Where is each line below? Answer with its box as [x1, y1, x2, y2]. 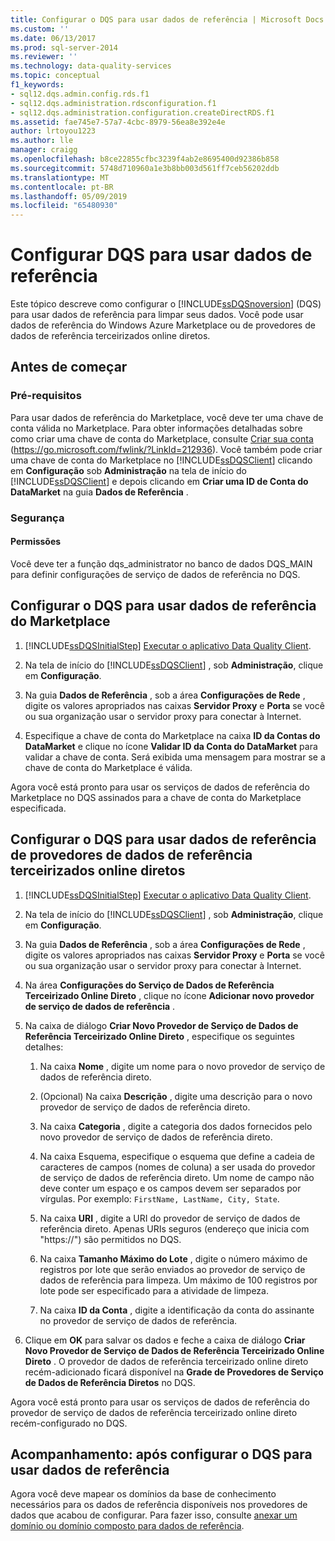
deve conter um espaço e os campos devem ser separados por [39, 1182, 302, 1194]
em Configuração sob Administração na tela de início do [10, 464, 247, 476]
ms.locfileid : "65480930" [10, 201, 118, 211]
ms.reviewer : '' [10, 52, 78, 62]
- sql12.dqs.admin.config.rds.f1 [10, 89, 150, 99]
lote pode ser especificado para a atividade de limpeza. [39, 1284, 269, 1296]
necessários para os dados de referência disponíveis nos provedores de [10, 1499, 308, 1511]
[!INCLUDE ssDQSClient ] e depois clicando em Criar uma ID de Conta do [10, 475, 309, 487]
